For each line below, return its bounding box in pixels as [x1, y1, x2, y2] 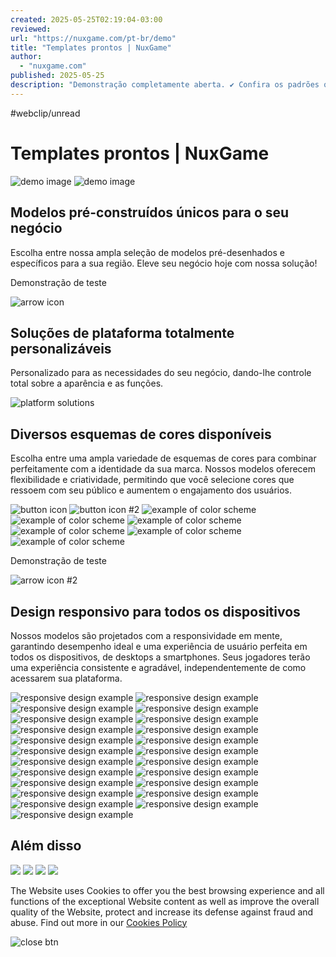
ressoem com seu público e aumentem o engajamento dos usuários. [10, 484, 293, 496]
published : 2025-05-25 [10, 71, 105, 81]
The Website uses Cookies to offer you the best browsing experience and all [10, 884, 325, 896]
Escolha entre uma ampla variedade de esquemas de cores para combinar [10, 452, 317, 465]
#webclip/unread [10, 107, 81, 119]
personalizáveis [10, 340, 112, 357]
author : [10, 52, 43, 62]
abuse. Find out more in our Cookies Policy [10, 916, 188, 928]
